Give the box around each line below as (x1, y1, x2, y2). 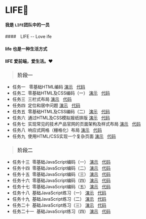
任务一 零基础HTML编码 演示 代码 (12, 84, 85, 89)
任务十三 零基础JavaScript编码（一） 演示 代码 (12, 159, 111, 165)
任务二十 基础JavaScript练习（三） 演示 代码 (12, 202, 107, 208)
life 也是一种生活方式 (5, 45, 48, 51)
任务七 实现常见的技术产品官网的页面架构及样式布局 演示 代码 (12, 121, 141, 127)
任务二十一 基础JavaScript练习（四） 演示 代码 (12, 209, 111, 215)
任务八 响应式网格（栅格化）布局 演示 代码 (12, 127, 102, 133)
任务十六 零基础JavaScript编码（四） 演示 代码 (12, 177, 111, 183)
